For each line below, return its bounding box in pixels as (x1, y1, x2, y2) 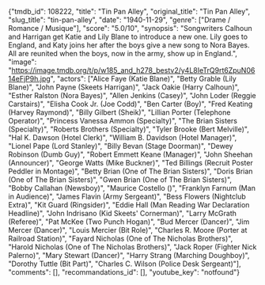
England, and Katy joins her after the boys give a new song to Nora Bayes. (8, 40, 250, 50)
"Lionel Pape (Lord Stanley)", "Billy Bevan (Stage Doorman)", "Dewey (8, 142, 233, 150)
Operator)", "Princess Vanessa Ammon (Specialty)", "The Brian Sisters (8, 116, 237, 125)
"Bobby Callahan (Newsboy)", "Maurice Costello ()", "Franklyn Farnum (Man (8, 184, 256, 192)
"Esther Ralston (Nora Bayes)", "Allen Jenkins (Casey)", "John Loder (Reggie (8, 91, 256, 100)
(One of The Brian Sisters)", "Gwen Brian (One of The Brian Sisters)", (8, 175, 232, 184)
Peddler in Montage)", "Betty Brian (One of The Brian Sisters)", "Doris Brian (8, 166, 253, 176)
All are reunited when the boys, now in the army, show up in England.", (8, 49, 237, 58)
